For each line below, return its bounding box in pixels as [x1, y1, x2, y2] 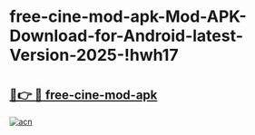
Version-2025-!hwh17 [9, 45, 179, 65]
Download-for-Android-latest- [9, 25, 243, 46]
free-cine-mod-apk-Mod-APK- [9, 6, 247, 27]
